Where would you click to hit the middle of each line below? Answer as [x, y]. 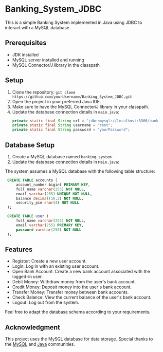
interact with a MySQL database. [38, 27]
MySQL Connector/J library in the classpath [56, 65]
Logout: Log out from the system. [45, 302]
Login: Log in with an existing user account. [56, 266]
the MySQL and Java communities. [40, 344]
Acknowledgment [33, 327]
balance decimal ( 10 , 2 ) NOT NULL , [50, 198]
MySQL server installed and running [48, 60]
